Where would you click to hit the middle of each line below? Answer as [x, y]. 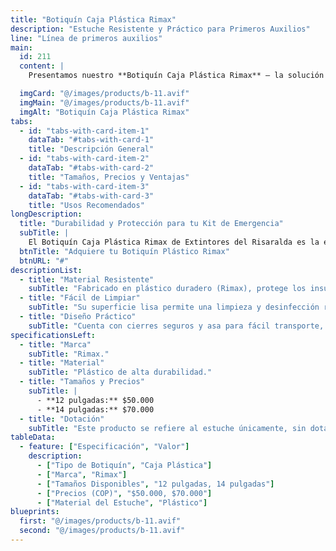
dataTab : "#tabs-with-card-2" [91, 168]
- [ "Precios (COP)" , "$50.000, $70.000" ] [124, 493]
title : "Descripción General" [91, 149]
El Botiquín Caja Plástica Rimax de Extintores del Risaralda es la [174, 242]
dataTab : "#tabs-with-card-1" [91, 140]
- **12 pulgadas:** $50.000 [95, 400]
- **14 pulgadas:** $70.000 [95, 409]
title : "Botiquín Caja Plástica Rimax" [93, 19]
